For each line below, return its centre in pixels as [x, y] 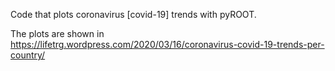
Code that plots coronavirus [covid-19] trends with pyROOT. [133, 14]
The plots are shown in [57, 33]
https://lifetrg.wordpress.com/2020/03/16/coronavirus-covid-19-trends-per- [167, 44]
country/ [28, 55]
